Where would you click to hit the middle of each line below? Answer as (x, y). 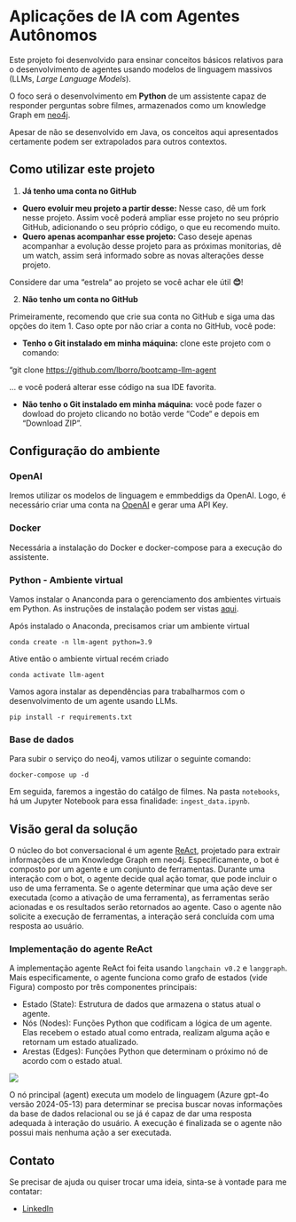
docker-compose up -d (49, 775)
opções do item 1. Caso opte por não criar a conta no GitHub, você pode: (143, 325)
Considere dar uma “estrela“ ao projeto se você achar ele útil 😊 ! (126, 282)
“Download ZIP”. (52, 423)
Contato (32, 1160)
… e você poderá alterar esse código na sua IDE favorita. (113, 387)
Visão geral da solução (74, 829)
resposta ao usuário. (47, 926)
